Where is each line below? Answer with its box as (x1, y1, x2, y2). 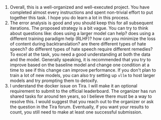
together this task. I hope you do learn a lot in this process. (9, 15, 130, 20)
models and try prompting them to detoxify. (9, 78, 98, 83)
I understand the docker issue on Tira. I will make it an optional (9, 83, 137, 88)
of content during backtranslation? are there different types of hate (9, 41, 147, 46)
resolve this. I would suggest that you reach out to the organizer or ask (9, 99, 154, 104)
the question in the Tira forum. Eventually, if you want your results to (9, 104, 149, 110)
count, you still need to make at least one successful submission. (9, 109, 142, 115)
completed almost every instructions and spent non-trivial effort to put (9, 9, 153, 15)
